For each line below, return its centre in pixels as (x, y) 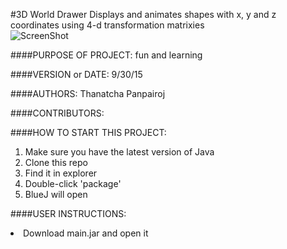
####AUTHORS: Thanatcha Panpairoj (88, 93)
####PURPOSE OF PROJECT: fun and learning (106, 55)
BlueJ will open (56, 194)
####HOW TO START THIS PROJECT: (88, 132)
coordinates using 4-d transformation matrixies (107, 25)
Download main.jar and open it (86, 233)
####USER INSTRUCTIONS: (68, 213)
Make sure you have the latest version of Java (119, 152)
